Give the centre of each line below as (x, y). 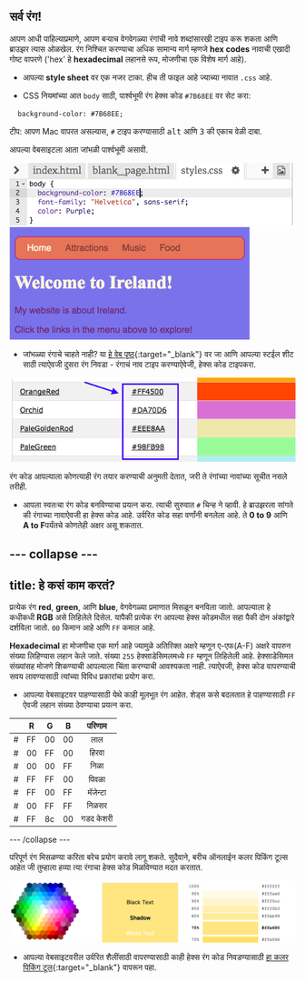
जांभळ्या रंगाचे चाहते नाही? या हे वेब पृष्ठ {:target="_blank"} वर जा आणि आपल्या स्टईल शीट (158, 354)
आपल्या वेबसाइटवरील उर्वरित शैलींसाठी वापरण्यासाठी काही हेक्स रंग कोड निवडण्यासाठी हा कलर (155, 957)
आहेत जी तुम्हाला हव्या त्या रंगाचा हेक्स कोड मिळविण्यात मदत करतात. (106, 867)
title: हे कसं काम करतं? (62, 585)
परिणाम (97, 726)
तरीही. (19, 486)
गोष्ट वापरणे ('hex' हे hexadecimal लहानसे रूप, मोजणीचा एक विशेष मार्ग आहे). (128, 59)
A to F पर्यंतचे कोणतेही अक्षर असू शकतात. (83, 525)
